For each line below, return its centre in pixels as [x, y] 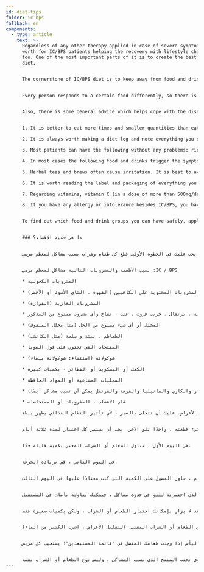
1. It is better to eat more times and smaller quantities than [105, 128]
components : [21, 29]
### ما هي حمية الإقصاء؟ [52, 238]
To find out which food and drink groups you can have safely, [104, 221]
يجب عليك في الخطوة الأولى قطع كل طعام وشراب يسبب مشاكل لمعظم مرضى [109, 254]
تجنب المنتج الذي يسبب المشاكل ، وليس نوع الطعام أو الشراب [113, 560]
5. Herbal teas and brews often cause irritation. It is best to [106, 172]
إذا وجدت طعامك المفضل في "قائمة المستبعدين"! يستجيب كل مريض [102, 543]
